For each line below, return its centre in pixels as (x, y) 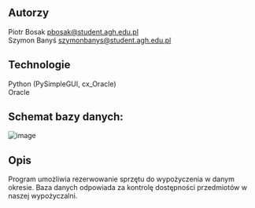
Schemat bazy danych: (66, 117)
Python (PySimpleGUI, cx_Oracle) (62, 84)
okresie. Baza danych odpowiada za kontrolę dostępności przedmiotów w (128, 188)
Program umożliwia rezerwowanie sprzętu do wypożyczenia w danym (121, 179)
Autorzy (29, 13)
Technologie (39, 65)
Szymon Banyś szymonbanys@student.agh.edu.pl (90, 40)
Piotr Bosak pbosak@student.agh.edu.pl (74, 31)
